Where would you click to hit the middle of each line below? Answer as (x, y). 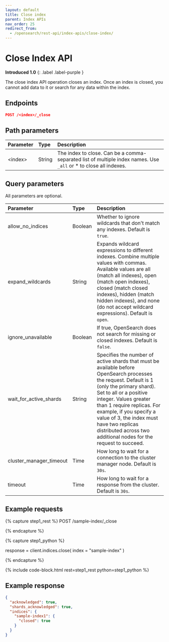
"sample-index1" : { (35, 616)
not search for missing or (126, 334)
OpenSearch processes (124, 374)
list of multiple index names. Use (121, 159)
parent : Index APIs (26, 19)
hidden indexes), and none (128, 301)
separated (69, 159)
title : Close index (26, 15)
